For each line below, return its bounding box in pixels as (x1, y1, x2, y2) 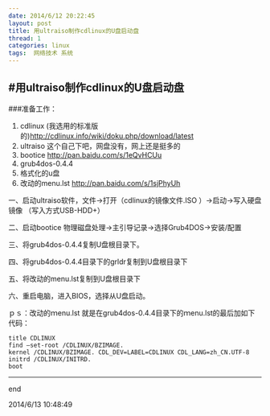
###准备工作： (8, 104, 58, 113)
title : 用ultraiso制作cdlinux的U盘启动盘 (8, 27, 139, 35)
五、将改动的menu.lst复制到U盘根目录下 (8, 274, 141, 283)
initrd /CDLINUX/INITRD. (8, 355, 92, 363)
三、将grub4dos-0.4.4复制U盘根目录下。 (8, 239, 145, 249)
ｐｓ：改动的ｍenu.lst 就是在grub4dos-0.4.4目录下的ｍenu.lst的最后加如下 (8, 307, 256, 318)
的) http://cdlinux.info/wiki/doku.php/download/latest (19, 130, 194, 141)
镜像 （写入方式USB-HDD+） (8, 205, 104, 215)
